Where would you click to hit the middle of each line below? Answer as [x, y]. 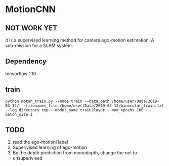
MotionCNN [31, 9]
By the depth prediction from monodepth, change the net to [75, 153]
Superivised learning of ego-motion [50, 147]
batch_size [17, 114]
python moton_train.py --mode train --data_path [57, 101]
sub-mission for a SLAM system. [39, 46]
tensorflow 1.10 [21, 73]
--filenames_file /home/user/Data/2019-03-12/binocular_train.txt [93, 106]
